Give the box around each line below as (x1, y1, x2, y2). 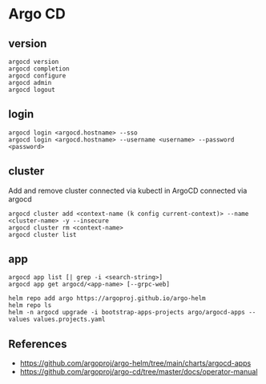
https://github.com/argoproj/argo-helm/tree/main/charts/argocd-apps (19, 358, 252, 368)
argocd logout (8, 86, 56, 94)
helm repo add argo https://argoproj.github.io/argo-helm (8, 294, 206, 302)
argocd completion (8, 65, 70, 73)
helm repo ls (8, 302, 52, 310)
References (8, 337, 67, 350)
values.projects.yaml (33, 315, 106, 324)
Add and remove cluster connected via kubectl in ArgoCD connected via (8, 186, 248, 195)
